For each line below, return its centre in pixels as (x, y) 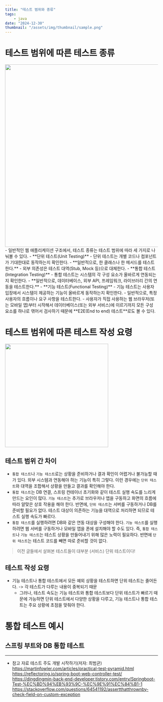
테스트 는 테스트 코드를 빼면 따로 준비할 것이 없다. (63, 540)
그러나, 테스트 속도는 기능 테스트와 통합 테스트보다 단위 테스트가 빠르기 (86, 592)
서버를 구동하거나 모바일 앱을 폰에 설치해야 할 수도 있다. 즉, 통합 (90, 528)
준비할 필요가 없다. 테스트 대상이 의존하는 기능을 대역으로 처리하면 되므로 (81, 510)
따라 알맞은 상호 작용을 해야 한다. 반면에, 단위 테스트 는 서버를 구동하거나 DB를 (84, 504)
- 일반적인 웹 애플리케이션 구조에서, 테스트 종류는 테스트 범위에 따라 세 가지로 (78, 250)
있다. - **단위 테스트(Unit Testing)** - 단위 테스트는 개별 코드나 (79, 257)
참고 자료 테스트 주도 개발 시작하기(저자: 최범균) (57, 663)
